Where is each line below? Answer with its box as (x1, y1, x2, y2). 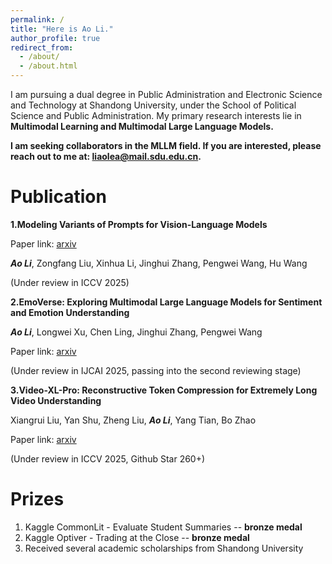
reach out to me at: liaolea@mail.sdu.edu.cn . (10, 151, 202, 162)
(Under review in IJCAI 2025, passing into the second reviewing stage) (10, 364, 302, 376)
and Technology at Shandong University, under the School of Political (10, 99, 297, 111)
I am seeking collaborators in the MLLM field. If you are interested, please (10, 140, 322, 151)
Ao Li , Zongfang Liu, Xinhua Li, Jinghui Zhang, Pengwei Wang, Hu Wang (10, 257, 308, 269)
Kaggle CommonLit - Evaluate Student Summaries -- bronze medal (24, 521, 303, 533)
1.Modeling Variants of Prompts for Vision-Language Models (10, 218, 268, 230)
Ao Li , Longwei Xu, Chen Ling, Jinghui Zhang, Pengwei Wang (10, 326, 263, 338)
